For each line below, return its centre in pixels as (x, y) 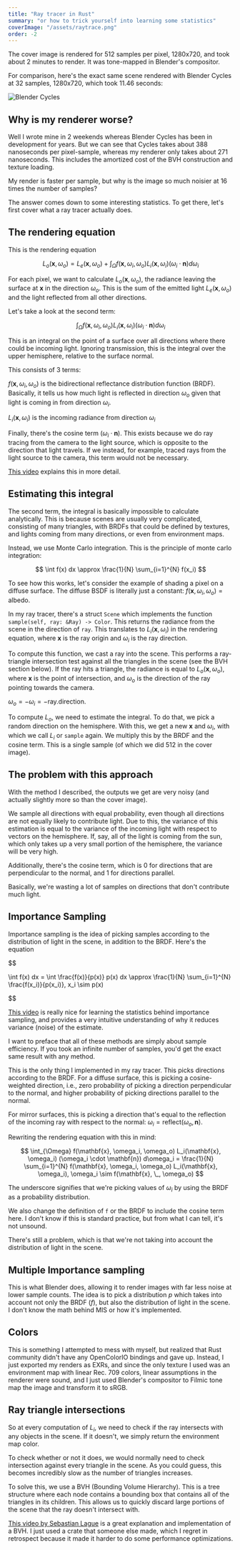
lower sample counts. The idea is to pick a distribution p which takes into (115, 1295)
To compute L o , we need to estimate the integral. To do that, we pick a (111, 717)
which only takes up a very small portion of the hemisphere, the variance (115, 844)
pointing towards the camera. (51, 687)
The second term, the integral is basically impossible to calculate (104, 511)
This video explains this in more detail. (64, 471)
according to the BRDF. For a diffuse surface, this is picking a (98, 1077)
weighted (22, 1085)
